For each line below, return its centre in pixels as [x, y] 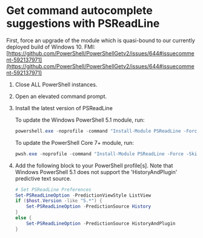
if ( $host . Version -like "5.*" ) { [59, 201]
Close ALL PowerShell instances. [56, 84]
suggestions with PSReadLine [83, 23]
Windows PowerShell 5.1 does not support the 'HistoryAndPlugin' [96, 172]
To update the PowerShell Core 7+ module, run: [75, 142]
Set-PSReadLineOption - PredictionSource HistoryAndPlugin [101, 223]
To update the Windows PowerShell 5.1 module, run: [80, 120]
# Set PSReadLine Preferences [53, 189]
